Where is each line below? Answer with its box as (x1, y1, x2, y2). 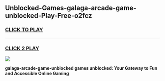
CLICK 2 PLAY (5, 45, 39, 52)
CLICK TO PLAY (5, 27, 43, 33)
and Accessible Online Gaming (5, 70, 69, 76)
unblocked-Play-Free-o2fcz (5, 12, 92, 20)
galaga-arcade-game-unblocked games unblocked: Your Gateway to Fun (5, 65, 158, 71)
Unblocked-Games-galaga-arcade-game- (5, 4, 137, 12)
